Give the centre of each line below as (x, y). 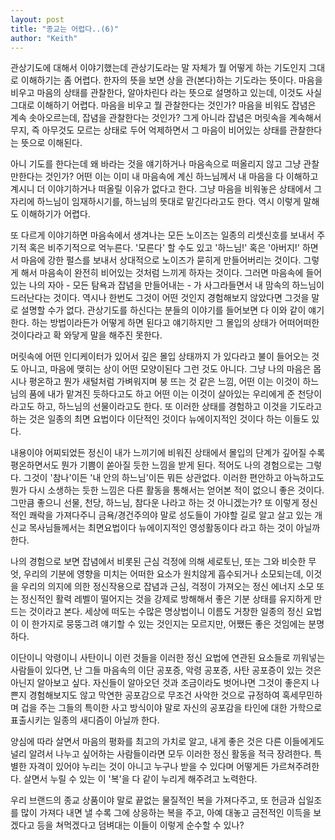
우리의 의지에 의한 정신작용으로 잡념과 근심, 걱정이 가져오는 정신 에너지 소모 (167, 587)
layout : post (37, 19)
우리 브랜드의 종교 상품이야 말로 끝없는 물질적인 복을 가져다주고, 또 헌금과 (153, 800)
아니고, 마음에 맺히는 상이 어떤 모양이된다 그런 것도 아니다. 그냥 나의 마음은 (166, 369)
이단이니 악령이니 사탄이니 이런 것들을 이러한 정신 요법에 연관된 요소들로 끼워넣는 (168, 658)
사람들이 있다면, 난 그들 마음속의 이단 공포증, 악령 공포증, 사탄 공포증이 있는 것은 (166, 670)
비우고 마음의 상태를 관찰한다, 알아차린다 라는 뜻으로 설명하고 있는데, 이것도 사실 (166, 93)
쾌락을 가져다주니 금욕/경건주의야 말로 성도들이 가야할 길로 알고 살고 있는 (170, 515)
